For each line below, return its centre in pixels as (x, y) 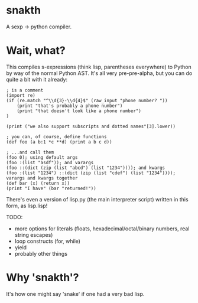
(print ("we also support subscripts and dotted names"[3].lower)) (91, 126)
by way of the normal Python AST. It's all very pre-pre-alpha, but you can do (99, 73)
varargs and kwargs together (42, 178)
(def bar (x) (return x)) (38, 183)
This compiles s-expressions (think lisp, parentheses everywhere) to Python (99, 67)
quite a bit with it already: (37, 79)
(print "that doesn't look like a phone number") (79, 111)
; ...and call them (30, 152)
